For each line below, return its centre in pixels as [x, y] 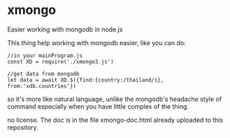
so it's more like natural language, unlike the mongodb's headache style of [115, 99]
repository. [23, 127]
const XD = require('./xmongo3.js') [60, 61]
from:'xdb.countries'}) [42, 86]
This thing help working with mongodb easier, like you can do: [97, 43]
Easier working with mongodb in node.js [65, 29]
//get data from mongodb [43, 74]
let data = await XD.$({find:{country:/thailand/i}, [86, 80]
